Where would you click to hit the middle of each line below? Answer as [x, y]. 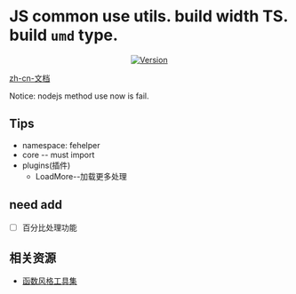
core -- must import [58, 155]
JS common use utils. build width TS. [149, 16]
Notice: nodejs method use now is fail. [79, 96]
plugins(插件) [46, 165]
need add [36, 205]
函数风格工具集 [49, 281]
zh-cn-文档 [30, 78]
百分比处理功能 [49, 227]
